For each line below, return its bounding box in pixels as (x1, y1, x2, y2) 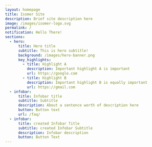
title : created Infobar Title (18, 121, 80, 126)
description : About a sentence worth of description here (18, 103, 139, 108)
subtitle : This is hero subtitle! (18, 48, 89, 53)
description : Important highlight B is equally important (26, 80, 148, 85)
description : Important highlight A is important (26, 67, 130, 72)
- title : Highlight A (22, 62, 67, 67)
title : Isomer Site (5, 12, 45, 17)
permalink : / (5, 25, 32, 30)
